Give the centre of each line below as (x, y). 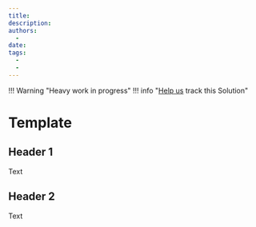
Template (40, 123)
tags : (17, 53)
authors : (23, 30)
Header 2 (32, 197)
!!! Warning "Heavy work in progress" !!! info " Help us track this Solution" (128, 90)
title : (19, 16)
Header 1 (31, 152)
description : (30, 23)
